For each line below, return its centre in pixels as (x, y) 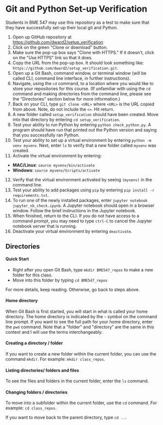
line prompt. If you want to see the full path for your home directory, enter (79, 322)
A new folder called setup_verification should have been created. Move (85, 114)
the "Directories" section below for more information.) (66, 99)
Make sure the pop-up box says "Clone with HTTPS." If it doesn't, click (83, 52)
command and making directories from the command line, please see (82, 94)
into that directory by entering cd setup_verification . (66, 119)
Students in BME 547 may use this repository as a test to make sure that (77, 22)
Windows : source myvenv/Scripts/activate (56, 170)
